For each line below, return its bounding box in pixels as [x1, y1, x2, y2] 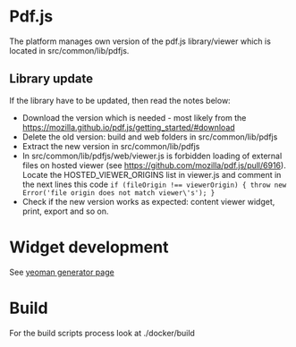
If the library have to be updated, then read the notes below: [9, 95, 231, 106]
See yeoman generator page [9, 267, 114, 277]
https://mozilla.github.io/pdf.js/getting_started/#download [21, 122, 235, 132]
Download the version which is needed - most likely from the [21, 112, 247, 123]
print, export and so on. [21, 206, 109, 216]
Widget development [9, 237, 169, 257]
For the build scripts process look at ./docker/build [9, 327, 195, 338]
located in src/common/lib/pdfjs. [9, 45, 130, 55]
